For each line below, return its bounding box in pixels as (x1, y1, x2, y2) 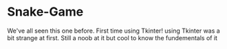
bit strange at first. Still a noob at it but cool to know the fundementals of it (7, 33, 218, 42)
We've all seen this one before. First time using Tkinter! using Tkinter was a (7, 27, 220, 35)
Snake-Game (7, 4, 84, 20)
